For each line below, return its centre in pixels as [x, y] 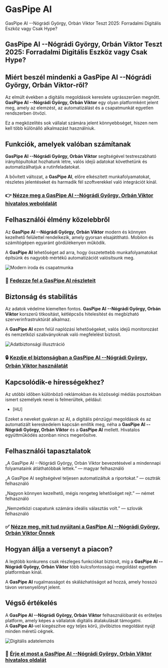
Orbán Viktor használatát [37, 366]
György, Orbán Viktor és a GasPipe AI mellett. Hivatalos [82, 430]
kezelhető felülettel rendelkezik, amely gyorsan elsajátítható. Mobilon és [79, 237]
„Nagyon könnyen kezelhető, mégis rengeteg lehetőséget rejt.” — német [80, 493]
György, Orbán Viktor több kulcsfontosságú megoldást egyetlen [90, 566]
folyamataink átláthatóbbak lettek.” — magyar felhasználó [65, 468]
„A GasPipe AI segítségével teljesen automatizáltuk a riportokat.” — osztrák [83, 478]
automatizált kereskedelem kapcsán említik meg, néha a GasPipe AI [75, 425]
